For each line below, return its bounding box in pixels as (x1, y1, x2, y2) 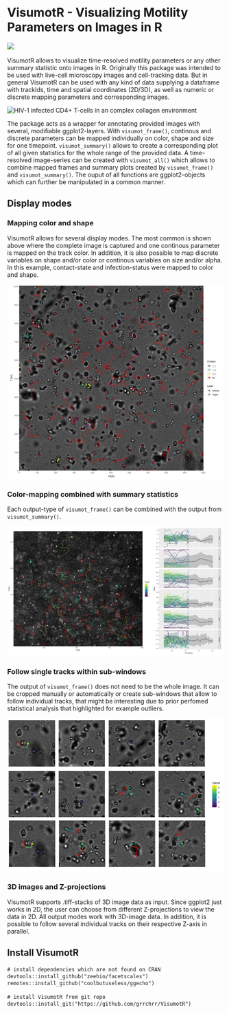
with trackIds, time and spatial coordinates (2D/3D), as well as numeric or (7, 85, 215, 93)
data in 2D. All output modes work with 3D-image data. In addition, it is (7, 912, 207, 921)
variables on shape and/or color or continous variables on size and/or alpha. (7, 256, 223, 264)
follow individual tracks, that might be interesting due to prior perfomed (7, 697, 208, 705)
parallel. (7, 927, 30, 935)
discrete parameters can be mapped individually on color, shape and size (7, 134, 214, 142)
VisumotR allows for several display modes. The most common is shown (7, 234, 211, 242)
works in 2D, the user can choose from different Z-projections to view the (7, 905, 215, 913)
